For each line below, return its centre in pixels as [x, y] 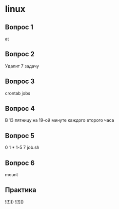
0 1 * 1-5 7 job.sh [22, 147]
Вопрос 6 [20, 163]
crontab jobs [18, 93]
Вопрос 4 [20, 109]
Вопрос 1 [19, 27]
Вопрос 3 [20, 81]
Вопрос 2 [20, 54]
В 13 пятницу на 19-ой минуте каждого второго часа [60, 120]
